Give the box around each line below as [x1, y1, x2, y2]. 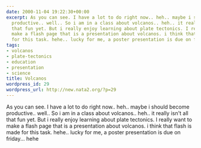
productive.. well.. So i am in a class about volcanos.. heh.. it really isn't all [6, 109, 188, 117]
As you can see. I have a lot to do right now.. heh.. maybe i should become [6, 103, 190, 110]
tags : [6, 43, 20, 49]
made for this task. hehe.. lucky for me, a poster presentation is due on [6, 128, 181, 135]
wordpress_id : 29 [6, 81, 50, 87]
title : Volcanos [6, 75, 47, 81]
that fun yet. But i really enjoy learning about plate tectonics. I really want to [6, 116, 193, 123]
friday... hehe [6, 135, 39, 142]
